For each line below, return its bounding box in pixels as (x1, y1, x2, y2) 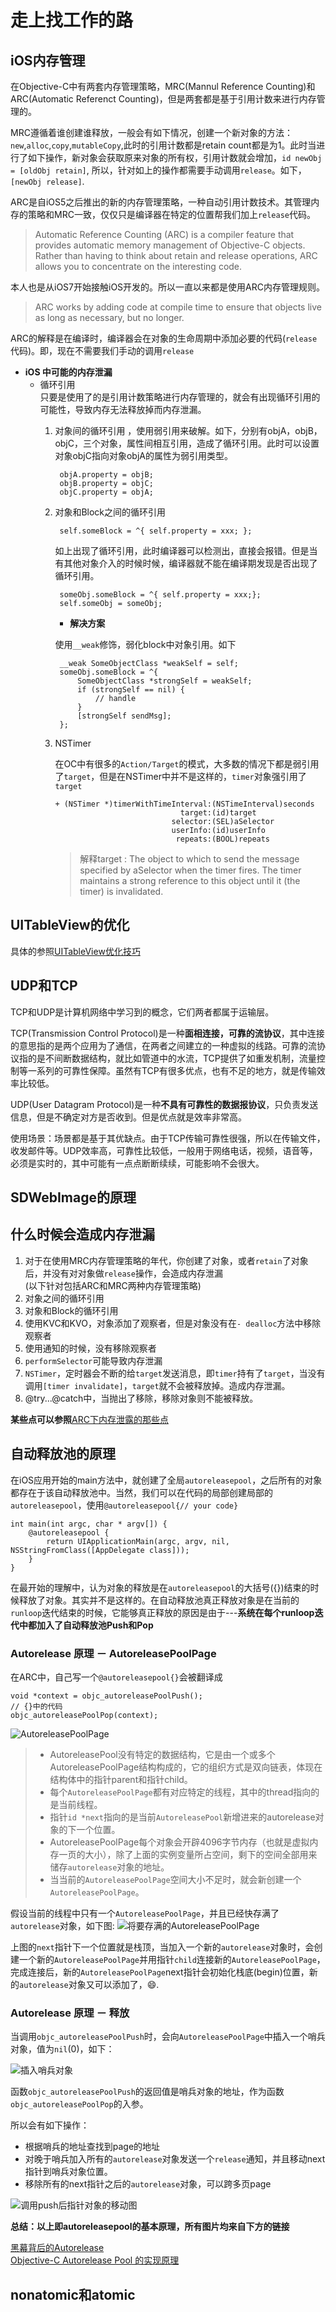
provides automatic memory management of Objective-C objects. (34, 239, 306, 251)
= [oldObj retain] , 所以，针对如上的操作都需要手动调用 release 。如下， (10, 164, 307, 176)
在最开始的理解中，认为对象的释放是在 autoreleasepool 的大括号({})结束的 (10, 1581, 311, 1593)
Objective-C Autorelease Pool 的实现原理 (10, 2254, 180, 2266)
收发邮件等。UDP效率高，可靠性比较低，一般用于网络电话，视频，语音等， (10, 1144, 318, 1156)
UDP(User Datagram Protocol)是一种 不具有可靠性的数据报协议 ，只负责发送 (10, 1098, 319, 1110)
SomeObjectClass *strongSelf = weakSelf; (77, 676, 253, 686)
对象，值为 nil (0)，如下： (10, 2043, 115, 2055)
